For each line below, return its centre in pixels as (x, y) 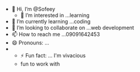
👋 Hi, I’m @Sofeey (33, 9)
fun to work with (40, 64)
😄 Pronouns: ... (30, 43)
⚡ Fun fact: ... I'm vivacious (53, 55)
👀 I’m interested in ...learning (55, 15)
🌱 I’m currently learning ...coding (51, 21)
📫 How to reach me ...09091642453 (56, 34)
